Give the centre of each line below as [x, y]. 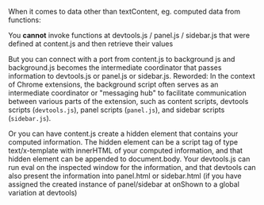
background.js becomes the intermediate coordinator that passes [115, 68]
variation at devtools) [43, 193]
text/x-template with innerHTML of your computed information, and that [126, 151]
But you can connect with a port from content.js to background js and [122, 59]
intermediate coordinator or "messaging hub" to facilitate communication [128, 93]
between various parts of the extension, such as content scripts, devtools [128, 101]
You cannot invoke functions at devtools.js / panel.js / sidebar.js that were [129, 35]
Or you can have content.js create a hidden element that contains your [123, 133]
